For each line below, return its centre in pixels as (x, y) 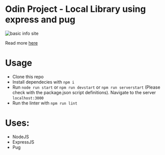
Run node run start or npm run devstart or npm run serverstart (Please (86, 87)
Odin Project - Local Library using (76, 9)
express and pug (40, 20)
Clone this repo (28, 77)
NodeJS (21, 137)
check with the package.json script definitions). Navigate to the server (84, 92)
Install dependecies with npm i (43, 82)
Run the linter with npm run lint (45, 103)
